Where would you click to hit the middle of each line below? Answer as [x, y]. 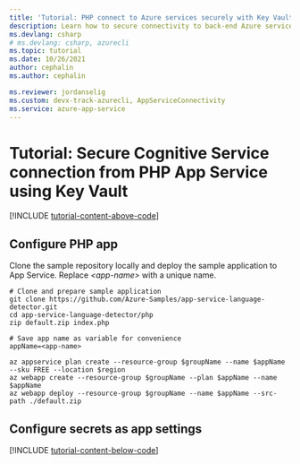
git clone [28, 300]
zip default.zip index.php [59, 323]
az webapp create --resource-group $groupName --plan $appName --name [143, 378]
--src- [265, 394]
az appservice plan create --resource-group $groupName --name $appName [147, 362]
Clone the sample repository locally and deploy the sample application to [143, 266]
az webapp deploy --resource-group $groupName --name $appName [129, 394]
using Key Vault [69, 191]
